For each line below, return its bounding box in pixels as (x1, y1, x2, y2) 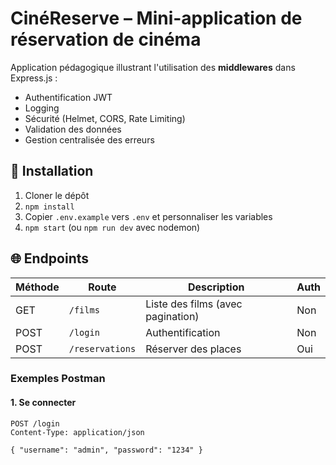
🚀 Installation (10, 163, 94, 180)
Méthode (15, 280, 60, 294)
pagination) (145, 309, 200, 323)
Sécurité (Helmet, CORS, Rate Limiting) (24, 112, 186, 124)
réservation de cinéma (10, 28, 202, 51)
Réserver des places (145, 342, 242, 356)
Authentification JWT (24, 91, 113, 103)
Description (187, 280, 245, 294)
